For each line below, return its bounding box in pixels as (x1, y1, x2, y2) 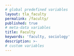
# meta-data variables (5, 25, 51, 30)
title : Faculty (5, 30, 36, 35)
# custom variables (5, 43, 44, 48)
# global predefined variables (5, 7, 68, 12)
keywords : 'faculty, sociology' (5, 35, 70, 39)
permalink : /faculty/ (5, 16, 49, 21)
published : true (5, 20, 38, 26)
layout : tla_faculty (5, 12, 47, 17)
